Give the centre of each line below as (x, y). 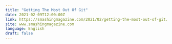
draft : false (19, 33)
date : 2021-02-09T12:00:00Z (35, 15)
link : (11, 19)
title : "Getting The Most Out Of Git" (47, 10)
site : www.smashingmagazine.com (40, 24)
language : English (25, 29)
